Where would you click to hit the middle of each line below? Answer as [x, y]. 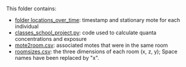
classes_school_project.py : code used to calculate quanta [85, 33]
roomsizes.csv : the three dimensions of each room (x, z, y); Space [96, 52]
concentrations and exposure [51, 39]
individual [26, 26]
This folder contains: [31, 9]
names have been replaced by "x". [57, 58]
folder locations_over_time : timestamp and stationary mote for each [97, 20]
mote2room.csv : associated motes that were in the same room [91, 45]
